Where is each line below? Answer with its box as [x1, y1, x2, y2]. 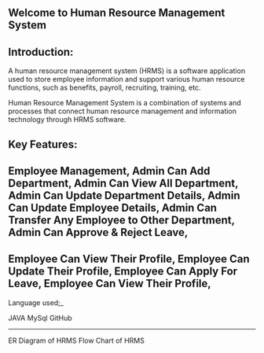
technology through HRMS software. [8, 115, 126, 124]
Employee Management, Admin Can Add [8, 164, 211, 178]
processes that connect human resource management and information [8, 106, 237, 116]
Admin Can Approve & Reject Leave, [8, 226, 189, 239]
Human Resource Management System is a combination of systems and [8, 98, 241, 108]
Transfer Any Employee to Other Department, [8, 213, 235, 226]
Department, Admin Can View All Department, [8, 176, 239, 189]
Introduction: [8, 45, 74, 58]
